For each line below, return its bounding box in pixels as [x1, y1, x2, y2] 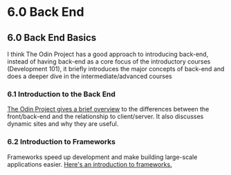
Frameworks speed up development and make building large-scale [7, 153, 198, 161]
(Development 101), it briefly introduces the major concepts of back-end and [7, 65, 225, 73]
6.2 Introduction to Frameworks [7, 137, 116, 147]
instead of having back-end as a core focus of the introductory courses [7, 57, 211, 66]
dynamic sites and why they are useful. [7, 120, 119, 128]
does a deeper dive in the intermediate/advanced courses [7, 72, 172, 80]
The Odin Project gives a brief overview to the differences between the [7, 105, 210, 113]
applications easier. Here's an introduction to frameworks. [7, 160, 172, 168]
